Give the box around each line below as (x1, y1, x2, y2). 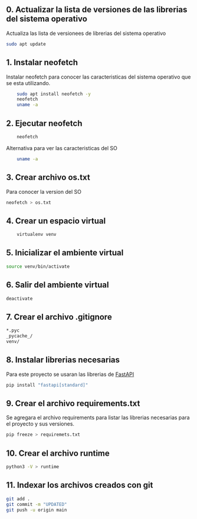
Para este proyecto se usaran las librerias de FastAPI (6, 371, 134, 378)
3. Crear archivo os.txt (6, 173, 90, 183)
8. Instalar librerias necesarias (6, 355, 120, 365)
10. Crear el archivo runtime (6, 448, 110, 458)
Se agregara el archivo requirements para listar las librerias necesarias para (6, 414, 190, 421)
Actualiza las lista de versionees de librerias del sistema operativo (6, 30, 166, 37)
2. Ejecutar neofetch (6, 118, 83, 128)
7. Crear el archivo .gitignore (6, 312, 112, 322)
